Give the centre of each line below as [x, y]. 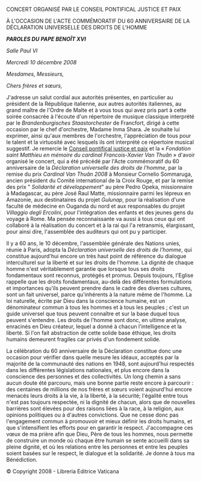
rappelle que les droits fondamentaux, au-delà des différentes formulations [99, 282]
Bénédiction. [22, 460]
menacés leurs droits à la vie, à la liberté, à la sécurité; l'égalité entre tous [97, 396]
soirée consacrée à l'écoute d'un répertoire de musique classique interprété [100, 116]
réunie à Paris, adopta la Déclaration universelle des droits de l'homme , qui [99, 250]
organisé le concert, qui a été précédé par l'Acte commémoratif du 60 [93, 161]
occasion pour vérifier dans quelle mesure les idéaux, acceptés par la [93, 357]
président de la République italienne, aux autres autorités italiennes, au [94, 104]
